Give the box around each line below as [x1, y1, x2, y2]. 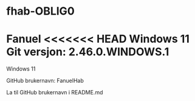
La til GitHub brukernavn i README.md [6, 89, 103, 96]
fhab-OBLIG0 [6, 4, 75, 18]
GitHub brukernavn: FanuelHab [6, 77, 84, 85]
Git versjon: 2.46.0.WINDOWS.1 [6, 45, 169, 59]
